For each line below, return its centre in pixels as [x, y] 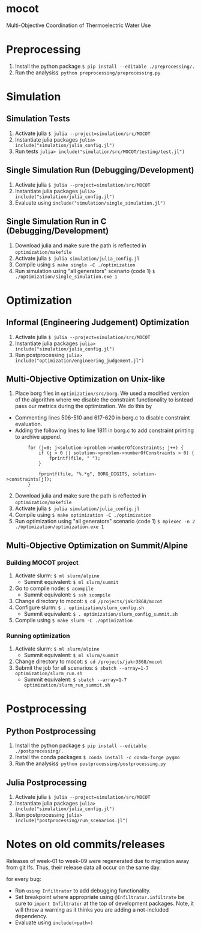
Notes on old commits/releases [85, 844]
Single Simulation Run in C [56, 222]
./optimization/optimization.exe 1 [59, 527]
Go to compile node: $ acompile [54, 588]
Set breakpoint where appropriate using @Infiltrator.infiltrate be [100, 897]
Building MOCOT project [43, 562]
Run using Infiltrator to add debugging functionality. [83, 891]
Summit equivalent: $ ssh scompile [67, 595]
